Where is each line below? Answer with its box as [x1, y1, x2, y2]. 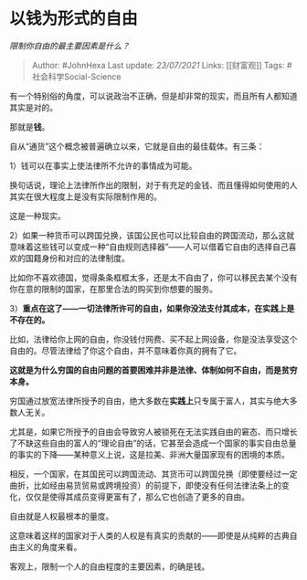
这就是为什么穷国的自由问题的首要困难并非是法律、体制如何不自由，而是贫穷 [9, 364, 298, 375]
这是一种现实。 [9, 210, 66, 221]
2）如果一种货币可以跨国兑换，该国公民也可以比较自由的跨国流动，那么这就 [9, 229, 295, 240]
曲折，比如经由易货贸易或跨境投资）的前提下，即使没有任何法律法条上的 [9, 480, 281, 490]
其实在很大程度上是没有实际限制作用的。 [9, 191, 162, 202]
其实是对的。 [9, 101, 58, 112]
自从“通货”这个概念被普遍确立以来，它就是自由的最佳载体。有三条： [9, 141, 265, 152]
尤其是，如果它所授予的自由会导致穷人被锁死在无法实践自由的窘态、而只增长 [9, 426, 298, 437]
